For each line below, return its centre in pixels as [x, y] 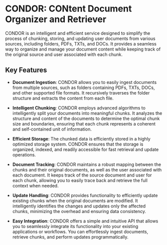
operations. [24, 154]
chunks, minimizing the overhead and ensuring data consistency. [79, 211]
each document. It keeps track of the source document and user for [82, 175]
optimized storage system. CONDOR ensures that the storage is [78, 144]
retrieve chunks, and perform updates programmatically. [70, 237]
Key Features [26, 70]
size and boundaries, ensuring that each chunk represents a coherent [84, 123]
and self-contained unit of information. [52, 129]
